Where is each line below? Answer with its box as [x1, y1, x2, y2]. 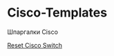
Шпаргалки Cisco [7, 28, 59, 36]
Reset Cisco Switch [7, 41, 62, 49]
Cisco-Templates [7, 5, 108, 21]
